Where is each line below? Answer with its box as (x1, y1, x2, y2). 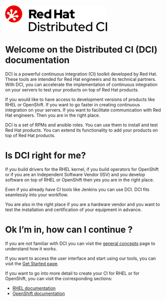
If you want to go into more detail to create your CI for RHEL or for (5, 270, 140, 276)
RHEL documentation (12, 285, 56, 291)
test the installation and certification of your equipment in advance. (5, 207, 142, 213)
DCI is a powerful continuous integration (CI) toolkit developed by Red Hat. (5, 71, 158, 77)
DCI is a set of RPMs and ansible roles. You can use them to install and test (5, 122, 158, 128)
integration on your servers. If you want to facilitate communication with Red (5, 107, 161, 113)
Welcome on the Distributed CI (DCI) (5, 44, 158, 55)
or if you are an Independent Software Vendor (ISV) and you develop (5, 171, 145, 177)
